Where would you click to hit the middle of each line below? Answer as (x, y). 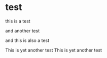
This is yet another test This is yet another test (54, 50)
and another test (22, 30)
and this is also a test (27, 40)
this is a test (18, 21)
